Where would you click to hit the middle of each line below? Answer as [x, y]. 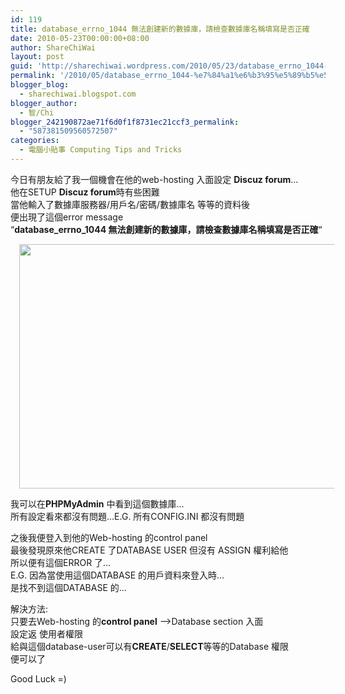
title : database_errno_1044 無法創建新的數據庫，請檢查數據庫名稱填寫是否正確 [160, 29]
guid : [21, 66]
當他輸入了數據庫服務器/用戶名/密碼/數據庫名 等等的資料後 [130, 204]
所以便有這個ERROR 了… [61, 562]
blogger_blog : [40, 85]
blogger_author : [44, 103]
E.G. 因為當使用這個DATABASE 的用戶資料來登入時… [117, 575]
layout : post [37, 57]
